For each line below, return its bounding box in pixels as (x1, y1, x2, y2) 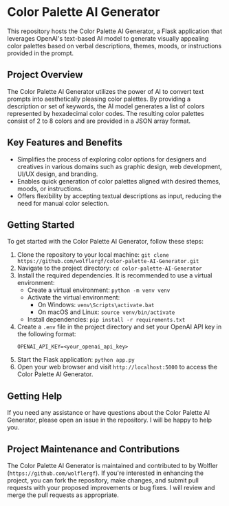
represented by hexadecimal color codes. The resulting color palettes (7, 109, 204, 117)
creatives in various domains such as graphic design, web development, (17, 162, 222, 171)
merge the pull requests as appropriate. (7, 491, 119, 499)
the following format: (17, 330, 76, 338)
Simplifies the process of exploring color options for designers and (17, 155, 207, 163)
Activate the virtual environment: (27, 293, 120, 302)
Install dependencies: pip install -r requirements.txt (27, 315, 186, 324)
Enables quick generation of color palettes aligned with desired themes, (17, 177, 221, 185)
